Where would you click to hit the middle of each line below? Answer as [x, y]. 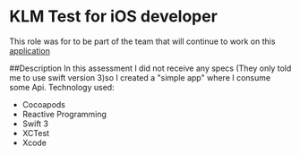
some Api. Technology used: [62, 87]
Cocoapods [43, 104]
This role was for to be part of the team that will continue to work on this [142, 41]
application [30, 50]
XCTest [36, 133]
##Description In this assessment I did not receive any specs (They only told [150, 68]
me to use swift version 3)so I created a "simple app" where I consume [140, 77]
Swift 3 [35, 124]
